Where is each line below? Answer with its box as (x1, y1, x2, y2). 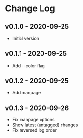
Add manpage (12, 90, 41, 95)
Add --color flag (12, 62, 45, 69)
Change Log (5, 3, 55, 14)
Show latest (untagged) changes (12, 122, 78, 128)
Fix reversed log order (12, 127, 57, 133)
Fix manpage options (12, 117, 55, 123)
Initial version (12, 35, 39, 41)
